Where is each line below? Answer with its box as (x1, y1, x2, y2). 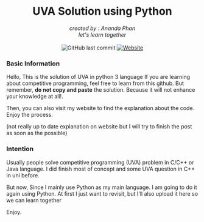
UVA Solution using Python (32, 4, 172, 18)
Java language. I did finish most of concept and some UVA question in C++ (6, 165, 195, 172)
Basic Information (6, 59, 60, 68)
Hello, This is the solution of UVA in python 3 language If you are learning (6, 73, 191, 81)
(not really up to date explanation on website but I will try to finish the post (6, 123, 192, 130)
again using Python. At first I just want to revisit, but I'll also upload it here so (6, 190, 199, 197)
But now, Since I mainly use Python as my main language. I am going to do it (6, 183, 197, 191)
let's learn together (78, 31, 127, 38)
